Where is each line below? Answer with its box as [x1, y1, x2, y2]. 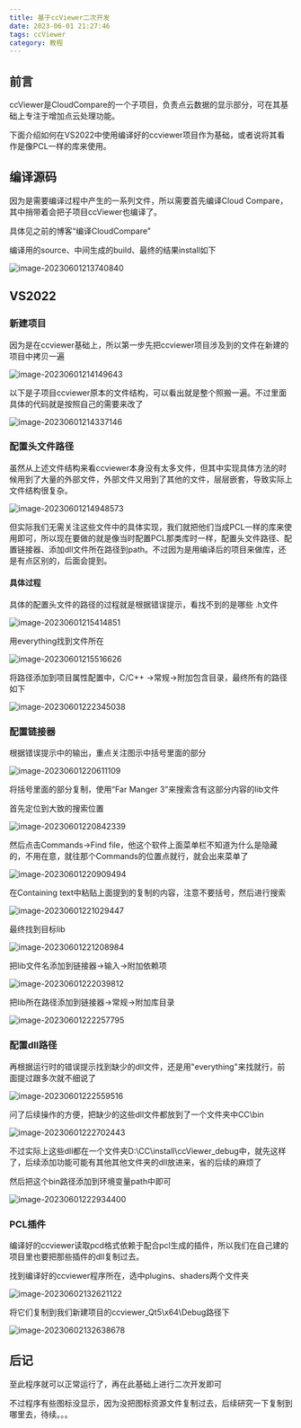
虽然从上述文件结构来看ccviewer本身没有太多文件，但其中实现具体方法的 [9, 462, 279, 473]
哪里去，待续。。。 [9, 1408, 73, 1420]
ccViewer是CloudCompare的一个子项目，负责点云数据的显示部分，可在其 [9, 100, 281, 111]
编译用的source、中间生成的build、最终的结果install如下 [9, 244, 217, 255]
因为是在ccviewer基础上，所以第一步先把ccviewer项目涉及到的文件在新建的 [9, 339, 289, 350]
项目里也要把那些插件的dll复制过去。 [9, 1251, 145, 1262]
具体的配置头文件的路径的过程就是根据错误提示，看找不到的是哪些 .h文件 [9, 599, 279, 610]
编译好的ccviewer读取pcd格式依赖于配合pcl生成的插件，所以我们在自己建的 [9, 1239, 289, 1250]
